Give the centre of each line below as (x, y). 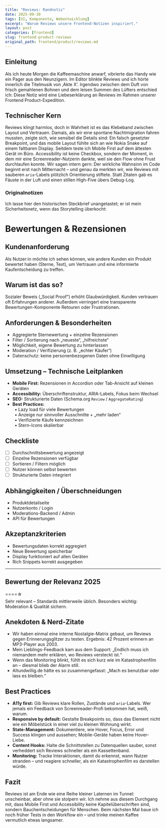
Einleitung (21, 62)
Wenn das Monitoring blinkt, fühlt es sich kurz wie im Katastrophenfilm (84, 660)
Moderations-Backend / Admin (43, 513)
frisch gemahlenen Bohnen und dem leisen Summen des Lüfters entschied (81, 89)
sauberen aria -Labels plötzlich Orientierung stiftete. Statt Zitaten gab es (79, 175)
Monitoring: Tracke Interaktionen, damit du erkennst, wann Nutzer (80, 756)
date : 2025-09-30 (23, 14)
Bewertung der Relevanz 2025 (53, 582)
